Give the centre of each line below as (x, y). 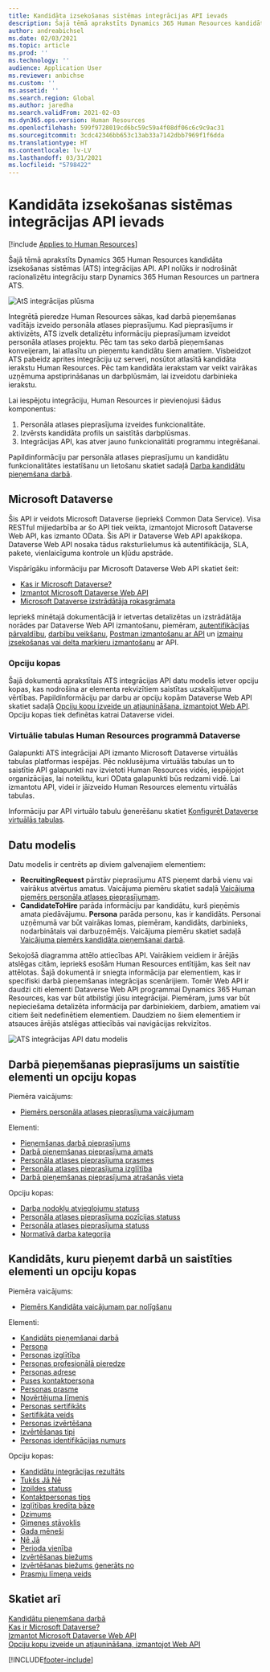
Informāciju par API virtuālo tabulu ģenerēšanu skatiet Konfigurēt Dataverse (133, 811)
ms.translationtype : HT (48, 143)
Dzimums (36, 1514)
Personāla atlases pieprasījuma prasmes (87, 1160)
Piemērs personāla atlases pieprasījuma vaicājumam (107, 1112)
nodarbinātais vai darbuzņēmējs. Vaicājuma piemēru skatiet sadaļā (131, 931)
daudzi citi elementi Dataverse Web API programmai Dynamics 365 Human (132, 990)
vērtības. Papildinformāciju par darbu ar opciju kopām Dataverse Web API (131, 698)
